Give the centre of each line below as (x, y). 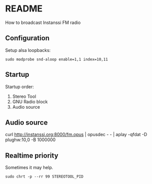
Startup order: (19, 87)
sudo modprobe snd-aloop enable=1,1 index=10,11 (57, 59)
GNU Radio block (30, 101)
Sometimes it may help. (29, 168)
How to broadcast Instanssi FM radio (43, 22)
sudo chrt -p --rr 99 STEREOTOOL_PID (44, 177)
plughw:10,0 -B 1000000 (30, 140)
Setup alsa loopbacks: (28, 50)
